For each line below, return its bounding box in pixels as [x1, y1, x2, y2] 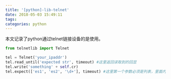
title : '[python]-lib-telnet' [5, 7, 70, 13]
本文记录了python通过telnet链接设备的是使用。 [5, 36, 103, 42]
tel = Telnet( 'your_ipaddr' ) [5, 55, 67, 60]
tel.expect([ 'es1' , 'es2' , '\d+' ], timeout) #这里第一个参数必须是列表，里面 [5, 69, 163, 74]
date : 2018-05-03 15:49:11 [5, 12, 63, 17]
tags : [5, 17, 17, 22]
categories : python [5, 21, 47, 27]
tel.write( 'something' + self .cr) [5, 64, 79, 69]
